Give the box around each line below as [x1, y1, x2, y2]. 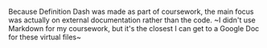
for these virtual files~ [8, 32, 82, 42]
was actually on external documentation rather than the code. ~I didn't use [8, 15, 256, 25]
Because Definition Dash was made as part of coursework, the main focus [8, 7, 254, 16]
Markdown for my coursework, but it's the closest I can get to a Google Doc [8, 24, 260, 33]
